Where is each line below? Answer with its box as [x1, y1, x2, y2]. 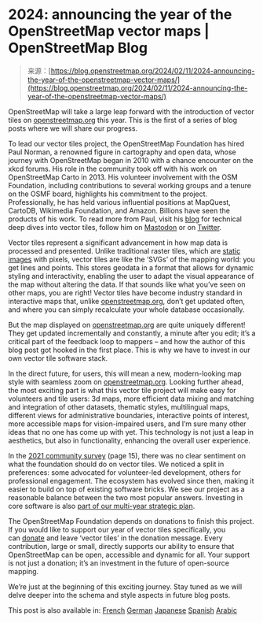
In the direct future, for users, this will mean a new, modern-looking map [8, 369, 242, 378]
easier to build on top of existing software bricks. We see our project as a [8, 484, 245, 494]
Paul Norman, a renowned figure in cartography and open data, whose [8, 147, 237, 157]
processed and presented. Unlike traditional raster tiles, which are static [8, 246, 241, 255]
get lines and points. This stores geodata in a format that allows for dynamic [8, 262, 254, 273]
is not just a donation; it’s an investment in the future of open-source [8, 558, 230, 568]
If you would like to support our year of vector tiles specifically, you [8, 525, 226, 534]
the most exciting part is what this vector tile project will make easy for [8, 385, 237, 395]
